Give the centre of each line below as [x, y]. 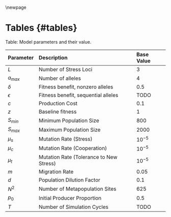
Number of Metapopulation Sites [77, 189]
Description [53, 57]
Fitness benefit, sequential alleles [78, 95]
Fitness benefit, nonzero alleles [76, 87]
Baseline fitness [58, 112]
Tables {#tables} [41, 28]
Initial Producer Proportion [70, 198]
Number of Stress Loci [65, 69]
